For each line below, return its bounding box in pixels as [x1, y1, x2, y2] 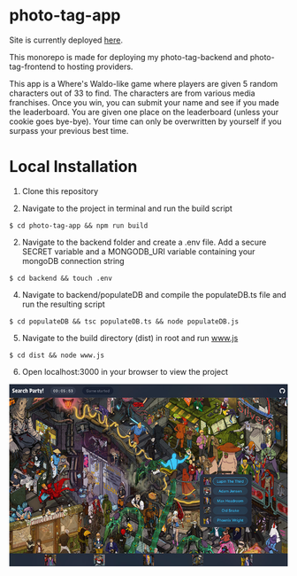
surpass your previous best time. [9, 125, 129, 136]
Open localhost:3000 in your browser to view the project [21, 366, 228, 377]
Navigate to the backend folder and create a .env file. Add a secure [21, 237, 267, 247]
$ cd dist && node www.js [9, 351, 104, 360]
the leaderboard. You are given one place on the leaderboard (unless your [9, 106, 279, 117]
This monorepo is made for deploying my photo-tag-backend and [9, 51, 248, 62]
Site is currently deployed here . [9, 35, 124, 45]
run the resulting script [21, 299, 106, 309]
